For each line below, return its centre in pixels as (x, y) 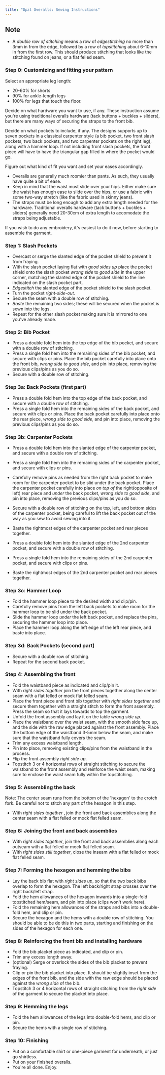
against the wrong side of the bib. (46, 983)
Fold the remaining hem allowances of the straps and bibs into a (77, 907)
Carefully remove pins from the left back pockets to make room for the (83, 607)
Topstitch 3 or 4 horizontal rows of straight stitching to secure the (79, 764)
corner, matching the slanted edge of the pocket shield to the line (79, 278)
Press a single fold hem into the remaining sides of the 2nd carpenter (82, 558)
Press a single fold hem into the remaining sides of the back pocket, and (85, 409)
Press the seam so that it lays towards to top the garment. (71, 711)
